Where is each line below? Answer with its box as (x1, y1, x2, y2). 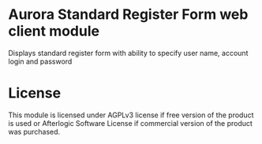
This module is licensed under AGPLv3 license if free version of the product (8, 110, 254, 120)
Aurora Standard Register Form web (8, 6, 249, 24)
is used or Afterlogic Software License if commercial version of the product (8, 118, 253, 127)
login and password (8, 57, 73, 66)
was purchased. (8, 127, 61, 136)
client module (8, 22, 100, 40)
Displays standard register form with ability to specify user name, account (8, 48, 249, 57)
